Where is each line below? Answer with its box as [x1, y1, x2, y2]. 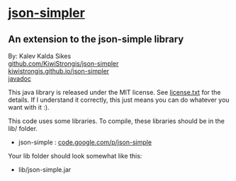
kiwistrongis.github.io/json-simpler [8, 67, 109, 75]
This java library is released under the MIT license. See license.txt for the [8, 88, 222, 96]
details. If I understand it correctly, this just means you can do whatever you [8, 95, 230, 104]
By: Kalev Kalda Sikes [8, 52, 72, 60]
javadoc [8, 74, 31, 83]
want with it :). [8, 103, 50, 111]
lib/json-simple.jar [18, 165, 72, 174]
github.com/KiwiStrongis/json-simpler [8, 59, 119, 68]
